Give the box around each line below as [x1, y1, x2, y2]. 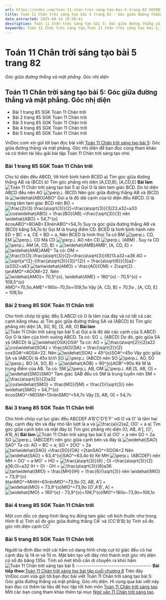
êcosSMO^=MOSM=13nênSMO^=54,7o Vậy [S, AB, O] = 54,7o [5, 392, 132, 398]
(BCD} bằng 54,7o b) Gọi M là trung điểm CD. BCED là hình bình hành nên [5, 226, 155, 233]
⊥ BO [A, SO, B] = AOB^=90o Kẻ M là [21, 360, 151, 366]
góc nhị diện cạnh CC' [5, 523, 51, 530]
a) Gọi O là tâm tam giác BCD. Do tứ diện [76, 184, 159, 191]
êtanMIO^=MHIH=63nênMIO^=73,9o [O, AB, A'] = [5, 479, 106, 485]
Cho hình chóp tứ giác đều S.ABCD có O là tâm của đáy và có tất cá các [5, 313, 152, 319]
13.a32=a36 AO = [111, 253, 147, 259]
